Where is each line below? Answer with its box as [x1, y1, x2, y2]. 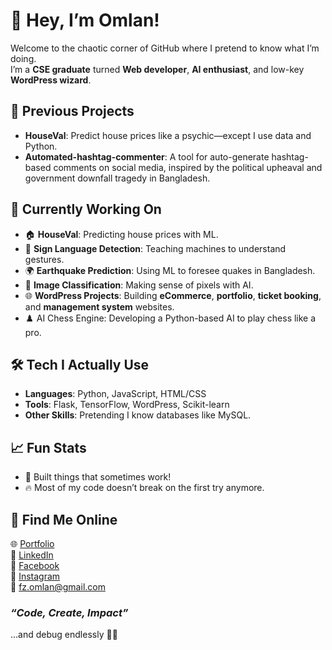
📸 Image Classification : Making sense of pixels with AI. [24, 279, 254, 291]
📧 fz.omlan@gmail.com [10, 581, 106, 593]
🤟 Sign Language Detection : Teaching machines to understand [24, 242, 287, 254]
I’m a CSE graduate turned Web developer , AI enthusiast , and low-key [10, 63, 305, 75]
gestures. [24, 253, 65, 265]
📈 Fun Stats [10, 439, 87, 456]
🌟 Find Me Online [10, 511, 118, 528]
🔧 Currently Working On [10, 201, 162, 218]
